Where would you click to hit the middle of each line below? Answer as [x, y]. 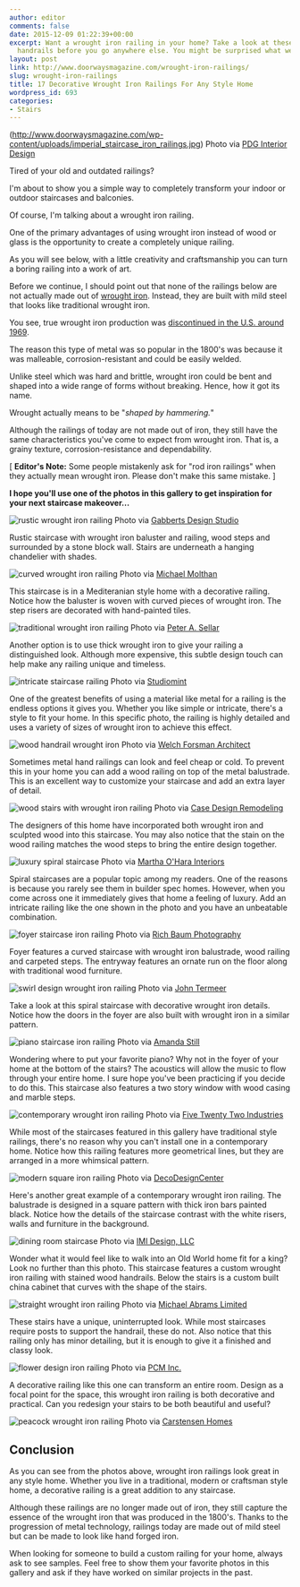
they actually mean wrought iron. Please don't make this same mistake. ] [142, 476]
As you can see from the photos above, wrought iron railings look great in [144, 1471]
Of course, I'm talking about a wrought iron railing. [102, 215]
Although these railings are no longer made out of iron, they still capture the [148, 1508]
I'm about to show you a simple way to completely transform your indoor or [147, 188]
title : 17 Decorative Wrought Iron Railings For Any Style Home [131, 84]
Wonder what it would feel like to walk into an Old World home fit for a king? [149, 1258]
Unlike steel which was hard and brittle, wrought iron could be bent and [141, 376]
